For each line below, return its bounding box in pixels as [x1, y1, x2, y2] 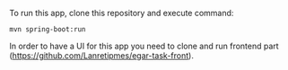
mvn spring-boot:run [9, 25, 87, 34]
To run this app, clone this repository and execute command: [9, 8, 234, 18]
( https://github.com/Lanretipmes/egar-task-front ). [9, 50, 195, 61]
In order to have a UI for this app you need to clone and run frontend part [9, 40, 280, 51]
